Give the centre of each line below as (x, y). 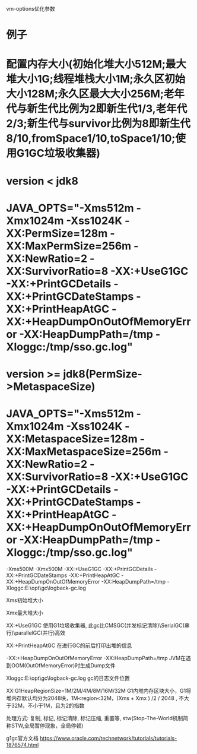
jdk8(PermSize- (103, 374)
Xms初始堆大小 (25, 600)
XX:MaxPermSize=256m (69, 246)
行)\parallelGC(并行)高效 (36, 633)
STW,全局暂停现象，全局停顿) (47, 726)
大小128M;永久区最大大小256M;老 (90, 94)
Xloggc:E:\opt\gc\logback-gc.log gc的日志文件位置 (68, 678)
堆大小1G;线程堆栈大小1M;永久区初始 (96, 79)
